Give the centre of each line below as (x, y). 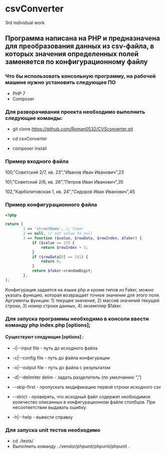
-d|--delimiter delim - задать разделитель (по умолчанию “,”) (77, 377)
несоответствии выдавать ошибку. (50, 407)
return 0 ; (51, 261)
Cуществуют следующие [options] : (44, 337)
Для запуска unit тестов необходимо (53, 430)
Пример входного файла (37, 161)
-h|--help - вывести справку (43, 417)
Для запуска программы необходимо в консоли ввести (77, 319)
